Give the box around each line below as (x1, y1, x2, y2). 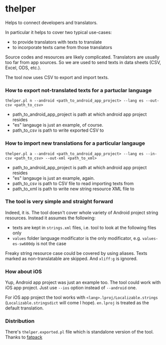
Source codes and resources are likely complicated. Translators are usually (5, 54, 160, 60)
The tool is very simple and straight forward (5, 198, 113, 205)
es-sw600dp (12, 241, 35, 246)
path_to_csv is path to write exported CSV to (12, 127, 104, 133)
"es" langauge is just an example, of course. (12, 122, 104, 128)
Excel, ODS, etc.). (5, 65, 41, 71)
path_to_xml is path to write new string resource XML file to (12, 186, 135, 192)
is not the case (36, 240, 66, 246)
